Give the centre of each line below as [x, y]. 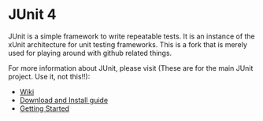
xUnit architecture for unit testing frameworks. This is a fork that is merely [128, 44]
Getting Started [44, 108]
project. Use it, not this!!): [49, 76]
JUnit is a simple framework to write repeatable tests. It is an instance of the [132, 36]
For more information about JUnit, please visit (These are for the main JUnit [131, 68]
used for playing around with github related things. [90, 53]
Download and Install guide [64, 100]
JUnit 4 [32, 15]
